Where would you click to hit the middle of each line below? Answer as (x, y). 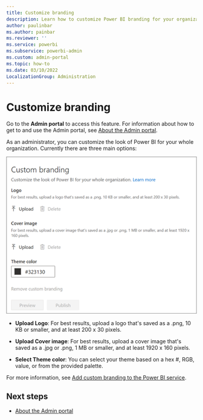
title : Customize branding (40, 13)
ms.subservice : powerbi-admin (44, 51)
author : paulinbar (29, 25)
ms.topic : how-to (28, 63)
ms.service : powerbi (32, 45)
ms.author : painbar (31, 32)
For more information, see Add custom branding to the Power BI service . (96, 377)
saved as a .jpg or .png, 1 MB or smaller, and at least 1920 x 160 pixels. (102, 347)
